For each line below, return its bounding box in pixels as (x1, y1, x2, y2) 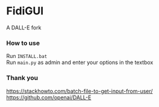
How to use (6, 39, 40, 47)
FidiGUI (6, 4, 44, 18)
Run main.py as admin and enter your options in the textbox (6, 59, 154, 66)
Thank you (6, 74, 38, 82)
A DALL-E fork (6, 24, 42, 31)
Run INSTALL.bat (6, 53, 48, 60)
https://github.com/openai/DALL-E (6, 94, 92, 101)
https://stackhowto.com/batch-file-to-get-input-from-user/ (6, 87, 153, 94)
